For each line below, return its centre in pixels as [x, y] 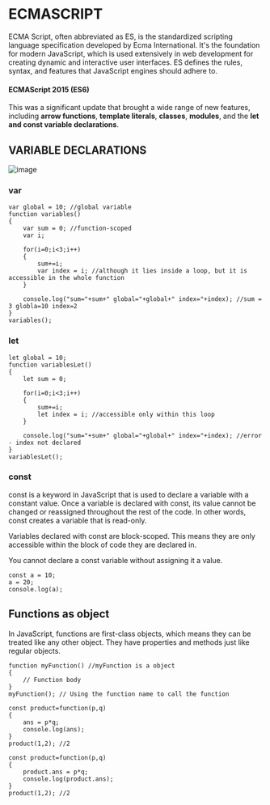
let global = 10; [38, 358]
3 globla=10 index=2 [43, 307]
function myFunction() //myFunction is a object [92, 665]
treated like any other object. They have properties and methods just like [129, 642]
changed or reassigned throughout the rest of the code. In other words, [127, 511]
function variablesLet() [50, 365]
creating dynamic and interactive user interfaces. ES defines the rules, [125, 62]
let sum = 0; [45, 379]
